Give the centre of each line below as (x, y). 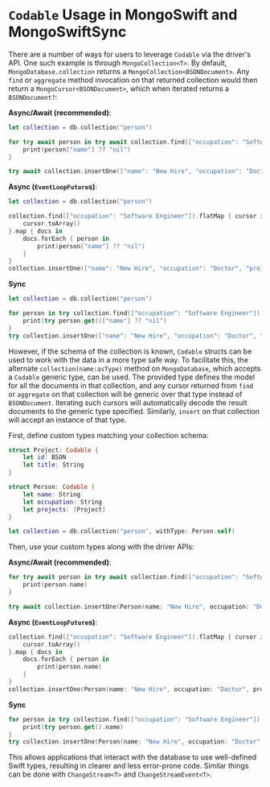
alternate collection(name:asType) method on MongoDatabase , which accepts (135, 368)
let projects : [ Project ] (64, 509)
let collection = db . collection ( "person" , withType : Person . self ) (122, 532)
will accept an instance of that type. (67, 420)
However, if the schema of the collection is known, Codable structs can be (130, 351)
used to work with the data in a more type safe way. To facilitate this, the (129, 359)
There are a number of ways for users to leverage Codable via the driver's (130, 54)
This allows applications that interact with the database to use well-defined (133, 757)
